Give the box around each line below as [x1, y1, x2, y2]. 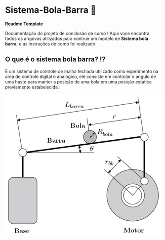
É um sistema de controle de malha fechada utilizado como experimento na [5, 68, 159, 74]
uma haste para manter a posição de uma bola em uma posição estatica [5, 79, 152, 84]
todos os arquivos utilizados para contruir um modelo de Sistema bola [5, 36, 149, 41]
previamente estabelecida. [5, 84, 59, 90]
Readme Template [5, 21, 43, 27]
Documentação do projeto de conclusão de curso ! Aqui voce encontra [5, 30, 150, 36]
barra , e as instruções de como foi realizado [5, 40, 95, 46]
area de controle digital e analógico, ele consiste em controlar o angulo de [5, 74, 157, 80]
